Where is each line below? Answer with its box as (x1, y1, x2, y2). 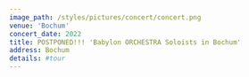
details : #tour (9, 54, 66, 63)
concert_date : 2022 (9, 29, 82, 38)
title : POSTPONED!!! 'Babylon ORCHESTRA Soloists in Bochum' (9, 37, 242, 47)
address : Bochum (9, 46, 70, 55)
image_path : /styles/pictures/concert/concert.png (9, 12, 202, 22)
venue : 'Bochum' (9, 21, 70, 30)
